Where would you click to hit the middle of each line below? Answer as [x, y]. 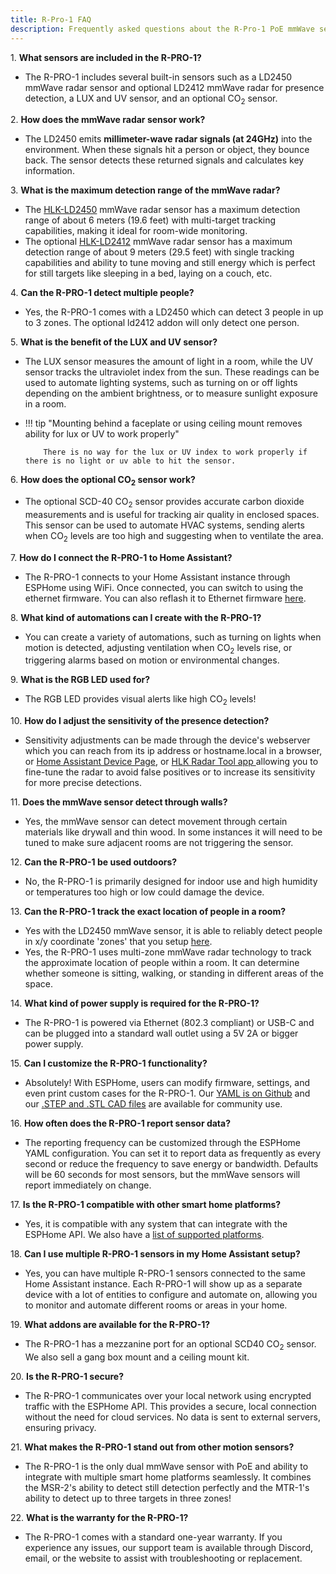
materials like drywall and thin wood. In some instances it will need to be [173, 832]
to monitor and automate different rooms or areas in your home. [156, 1305]
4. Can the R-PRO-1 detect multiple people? [102, 293]
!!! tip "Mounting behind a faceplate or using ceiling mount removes [163, 423]
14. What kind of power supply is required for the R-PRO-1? [135, 1003]
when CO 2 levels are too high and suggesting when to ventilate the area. [174, 536]
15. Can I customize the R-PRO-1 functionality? [109, 1063]
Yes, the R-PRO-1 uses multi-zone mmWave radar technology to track [168, 952]
